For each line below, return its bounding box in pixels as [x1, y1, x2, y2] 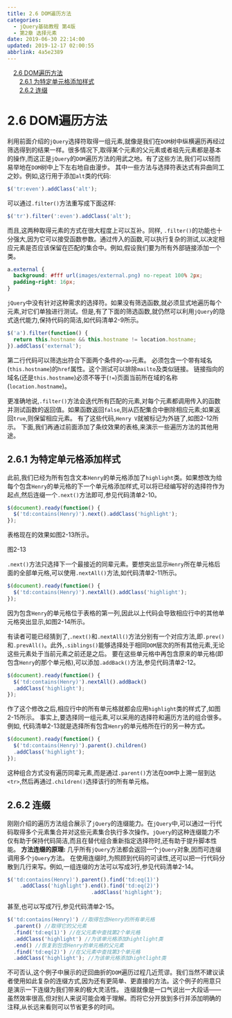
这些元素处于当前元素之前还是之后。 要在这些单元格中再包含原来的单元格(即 [7, 649, 224, 658]
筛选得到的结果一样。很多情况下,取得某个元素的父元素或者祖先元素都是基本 [7, 145, 222, 154]
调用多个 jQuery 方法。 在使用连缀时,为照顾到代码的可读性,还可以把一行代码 [7, 853, 220, 862]
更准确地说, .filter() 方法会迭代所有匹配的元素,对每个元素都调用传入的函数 [7, 396, 221, 405]
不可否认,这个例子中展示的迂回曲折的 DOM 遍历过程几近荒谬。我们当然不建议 [7, 968, 219, 976]
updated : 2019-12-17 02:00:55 [7, 42, 95, 49]
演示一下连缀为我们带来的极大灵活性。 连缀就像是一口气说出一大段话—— [12, 985, 222, 994]
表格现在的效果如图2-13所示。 [7, 530, 93, 539]
